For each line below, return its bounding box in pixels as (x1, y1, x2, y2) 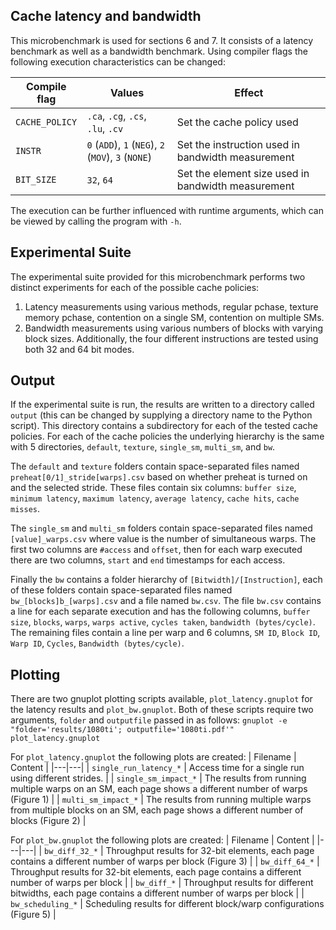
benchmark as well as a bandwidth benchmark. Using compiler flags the (10, 45, 308, 57)
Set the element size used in (176, 166, 310, 180)
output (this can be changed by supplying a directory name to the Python (10, 409, 313, 421)
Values (110, 85, 145, 99)
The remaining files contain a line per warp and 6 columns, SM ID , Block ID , (10, 627, 321, 639)
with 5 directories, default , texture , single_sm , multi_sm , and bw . (10, 441, 276, 453)
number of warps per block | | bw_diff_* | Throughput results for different (10, 877, 314, 889)
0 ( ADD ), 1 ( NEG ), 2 (86, 137, 165, 151)
